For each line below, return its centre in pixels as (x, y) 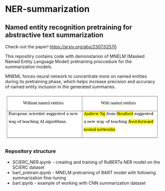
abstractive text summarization (54, 35)
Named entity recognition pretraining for (68, 27)
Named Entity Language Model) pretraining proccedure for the (68, 62)
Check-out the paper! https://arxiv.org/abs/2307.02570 (61, 47)
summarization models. (29, 67)
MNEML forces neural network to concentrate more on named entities (76, 76)
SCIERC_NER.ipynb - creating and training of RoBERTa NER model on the (86, 162)
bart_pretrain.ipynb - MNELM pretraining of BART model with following (84, 172)
